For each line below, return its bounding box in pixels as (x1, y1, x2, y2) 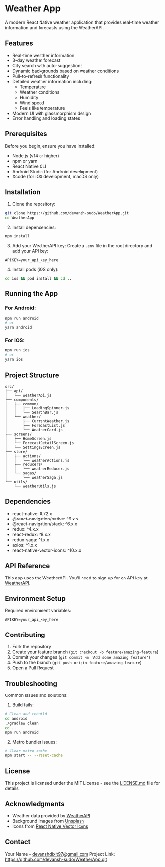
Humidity (19, 94, 39, 100)
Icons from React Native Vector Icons (12, 823, 88, 829)
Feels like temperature (19, 105, 65, 111)
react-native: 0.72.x (12, 510, 53, 516)
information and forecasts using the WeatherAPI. (5, 24, 104, 30)
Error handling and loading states (12, 115, 80, 121)
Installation (5, 188, 41, 196)
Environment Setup (5, 594, 66, 603)
